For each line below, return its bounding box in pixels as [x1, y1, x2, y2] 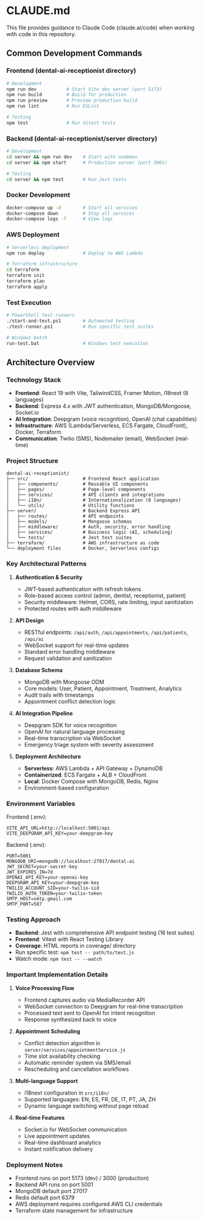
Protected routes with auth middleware [24, 605, 122, 612]
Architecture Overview [6, 357, 95, 368]
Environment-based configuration [24, 784, 109, 791]
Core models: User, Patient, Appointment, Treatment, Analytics [24, 684, 182, 692]
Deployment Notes [6, 1160, 63, 1169]
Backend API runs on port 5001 [15, 1181, 93, 1188]
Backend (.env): [6, 841, 46, 849]
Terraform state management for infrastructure [15, 1207, 133, 1214]
